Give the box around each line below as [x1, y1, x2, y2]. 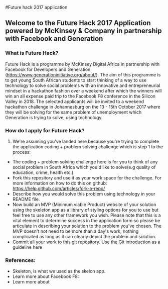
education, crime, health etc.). [12, 169, 75, 175]
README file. [12, 196, 40, 202]
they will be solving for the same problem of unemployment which [5, 109, 142, 115]
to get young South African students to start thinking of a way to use [5, 77, 147, 83]
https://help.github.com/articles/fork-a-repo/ [12, 185, 105, 191]
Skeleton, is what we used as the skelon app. [12, 268, 106, 274]
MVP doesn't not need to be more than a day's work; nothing [12, 228, 139, 234]
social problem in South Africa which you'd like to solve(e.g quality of [12, 164, 156, 170]
